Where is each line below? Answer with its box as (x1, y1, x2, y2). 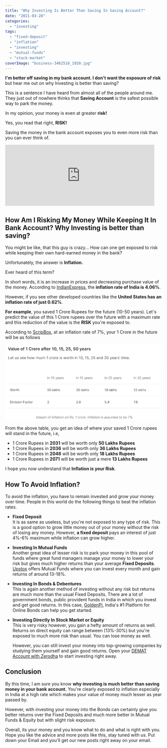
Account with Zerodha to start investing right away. (12, 653, 118, 659)
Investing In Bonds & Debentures (12, 580, 82, 586)
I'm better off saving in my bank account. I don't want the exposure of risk (5, 75, 161, 81)
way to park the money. (5, 100, 54, 107)
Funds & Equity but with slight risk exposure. (5, 717, 96, 723)
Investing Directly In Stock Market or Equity (12, 617, 104, 623)
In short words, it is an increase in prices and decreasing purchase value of (5, 279, 159, 285)
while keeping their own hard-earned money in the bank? (5, 250, 123, 256)
